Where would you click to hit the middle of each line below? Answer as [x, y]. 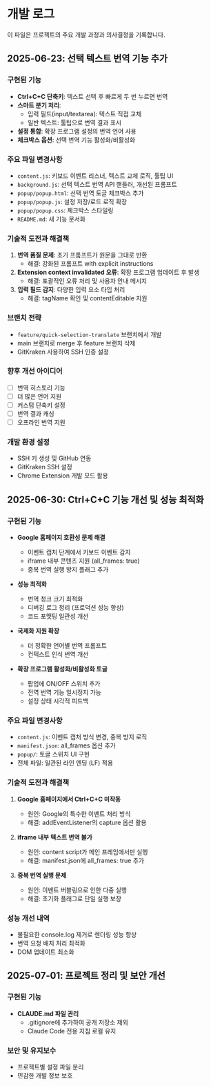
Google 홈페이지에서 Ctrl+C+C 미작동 [69, 799]
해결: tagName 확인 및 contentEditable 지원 [87, 298]
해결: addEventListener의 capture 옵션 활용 [87, 822]
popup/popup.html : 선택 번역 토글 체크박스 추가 [80, 193]
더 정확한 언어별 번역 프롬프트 [67, 646]
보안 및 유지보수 [32, 1051]
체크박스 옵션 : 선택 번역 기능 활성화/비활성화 [76, 140]
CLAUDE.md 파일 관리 [48, 1013]
